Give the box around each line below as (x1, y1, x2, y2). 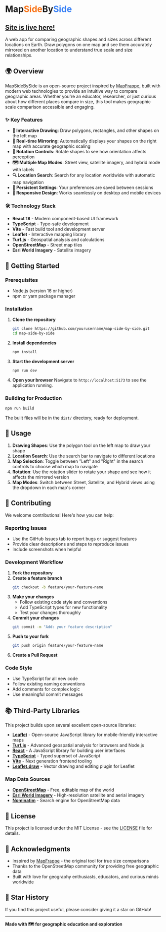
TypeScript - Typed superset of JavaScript (12, 753, 100, 759)
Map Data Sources (5, 775, 50, 782)
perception (12, 154, 35, 160)
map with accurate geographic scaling (12, 143, 90, 149)
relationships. (5, 52, 33, 58)
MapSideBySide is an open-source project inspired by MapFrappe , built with (5, 83, 161, 89)
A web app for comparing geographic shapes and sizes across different (5, 36, 152, 42)
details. (5, 830, 20, 836)
